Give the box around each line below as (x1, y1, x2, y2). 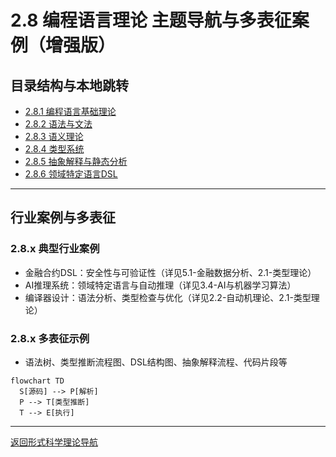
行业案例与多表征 (10, 209, 116, 226)
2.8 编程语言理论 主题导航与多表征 (10, 9, 292, 32)
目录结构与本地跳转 (10, 77, 129, 94)
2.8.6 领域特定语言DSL (24, 168, 118, 180)
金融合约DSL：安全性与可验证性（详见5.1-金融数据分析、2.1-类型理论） (24, 266, 317, 278)
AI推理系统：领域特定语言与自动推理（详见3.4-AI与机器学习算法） (24, 279, 297, 291)
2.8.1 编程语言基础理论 (24, 106, 117, 117)
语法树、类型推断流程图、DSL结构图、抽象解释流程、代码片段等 (24, 356, 288, 368)
